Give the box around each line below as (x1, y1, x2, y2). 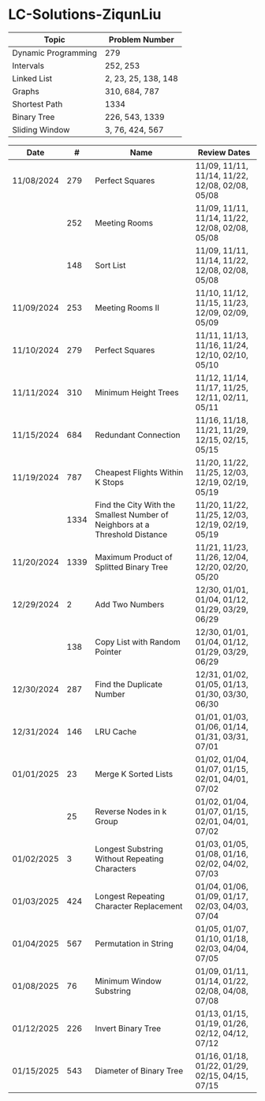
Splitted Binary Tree (95, 562, 168, 573)
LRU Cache (95, 726, 137, 737)
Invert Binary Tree (95, 1023, 162, 1034)
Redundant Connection (95, 429, 181, 440)
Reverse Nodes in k (95, 806, 167, 817)
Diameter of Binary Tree (95, 1065, 184, 1076)
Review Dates (197, 147, 251, 158)
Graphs (12, 85, 39, 96)
